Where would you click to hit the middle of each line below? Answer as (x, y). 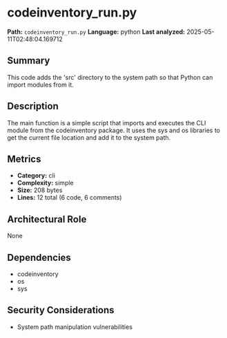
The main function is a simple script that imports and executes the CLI (107, 123)
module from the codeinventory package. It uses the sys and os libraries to (114, 130)
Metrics (24, 159)
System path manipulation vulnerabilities (75, 327)
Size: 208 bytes (40, 190)
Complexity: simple (45, 183)
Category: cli (36, 176)
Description (33, 106)
